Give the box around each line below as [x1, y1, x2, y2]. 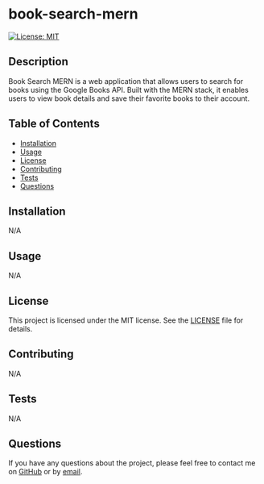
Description [8, 55, 68, 69]
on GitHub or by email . [8, 467, 83, 477]
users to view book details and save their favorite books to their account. [8, 94, 250, 103]
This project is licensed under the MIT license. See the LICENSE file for [8, 315, 244, 325]
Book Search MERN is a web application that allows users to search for [8, 76, 244, 86]
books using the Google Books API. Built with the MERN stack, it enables [8, 85, 250, 94]
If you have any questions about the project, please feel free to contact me [8, 458, 256, 468]
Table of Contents [8, 117, 101, 131]
